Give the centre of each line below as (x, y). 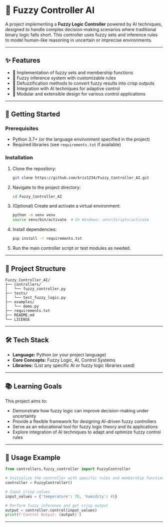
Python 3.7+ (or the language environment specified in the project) (81, 139)
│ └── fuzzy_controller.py (35, 289)
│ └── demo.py (22, 306)
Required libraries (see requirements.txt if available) (67, 145)
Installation (19, 158)
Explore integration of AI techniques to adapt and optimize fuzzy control (86, 432)
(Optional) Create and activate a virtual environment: (66, 206)
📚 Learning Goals (34, 387)
